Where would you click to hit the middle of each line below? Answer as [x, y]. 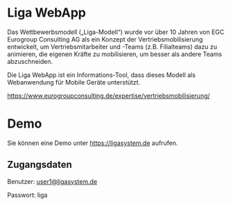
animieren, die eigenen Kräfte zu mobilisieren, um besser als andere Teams [115, 54]
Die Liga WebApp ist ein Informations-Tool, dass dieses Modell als [102, 75]
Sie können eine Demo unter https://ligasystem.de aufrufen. [93, 143]
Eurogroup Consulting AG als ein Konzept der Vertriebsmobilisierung [105, 39]
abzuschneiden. [30, 61]
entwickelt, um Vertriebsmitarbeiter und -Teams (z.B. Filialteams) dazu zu [112, 46]
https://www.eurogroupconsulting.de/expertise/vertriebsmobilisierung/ [109, 96]
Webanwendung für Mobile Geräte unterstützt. [74, 82]
